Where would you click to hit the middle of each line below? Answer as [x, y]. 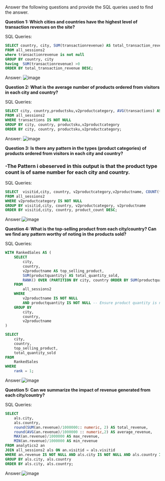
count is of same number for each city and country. [68, 172]
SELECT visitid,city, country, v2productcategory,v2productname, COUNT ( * [83, 192]
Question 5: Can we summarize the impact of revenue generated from [78, 390]
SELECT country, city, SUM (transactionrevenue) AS [58, 46]
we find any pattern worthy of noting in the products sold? [66, 234]
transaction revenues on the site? [40, 27]
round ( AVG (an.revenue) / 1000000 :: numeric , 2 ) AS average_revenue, [83, 432]
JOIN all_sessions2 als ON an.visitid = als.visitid [60, 450]
